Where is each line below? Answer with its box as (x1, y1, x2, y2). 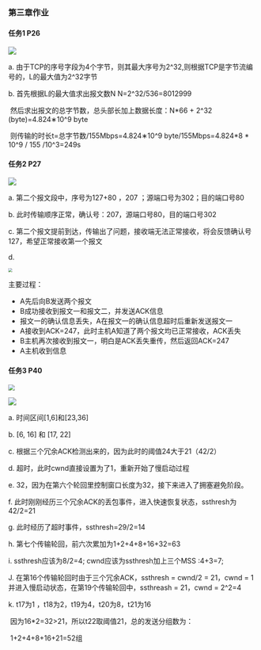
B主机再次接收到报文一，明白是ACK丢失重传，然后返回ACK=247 (19, 336, 229, 346)
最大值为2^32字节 (39, 72, 98, 82)
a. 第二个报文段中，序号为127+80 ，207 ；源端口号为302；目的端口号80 (8, 193, 245, 203)
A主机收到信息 (19, 346, 67, 356)
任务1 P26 (8, 28, 41, 37)
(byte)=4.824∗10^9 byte (8, 115, 89, 124)
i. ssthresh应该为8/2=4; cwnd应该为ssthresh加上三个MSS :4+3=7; (8, 556, 224, 566)
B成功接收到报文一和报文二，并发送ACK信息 (19, 307, 164, 316)
